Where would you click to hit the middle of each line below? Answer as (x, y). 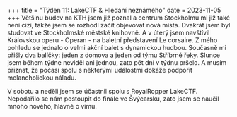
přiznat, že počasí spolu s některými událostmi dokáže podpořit (100, 70)
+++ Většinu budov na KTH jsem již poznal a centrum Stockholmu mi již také (118, 18)
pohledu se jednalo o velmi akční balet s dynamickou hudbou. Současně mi (117, 48)
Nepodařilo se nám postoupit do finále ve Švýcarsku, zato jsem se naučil (113, 99)
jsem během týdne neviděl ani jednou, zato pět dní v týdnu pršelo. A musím (117, 62)
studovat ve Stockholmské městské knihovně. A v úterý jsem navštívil (109, 32)
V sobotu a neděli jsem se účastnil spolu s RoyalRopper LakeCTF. (103, 91)
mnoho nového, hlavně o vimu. (52, 106)
